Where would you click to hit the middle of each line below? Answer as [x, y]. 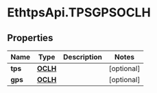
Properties [30, 38]
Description [83, 57]
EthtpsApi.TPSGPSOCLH [79, 13]
